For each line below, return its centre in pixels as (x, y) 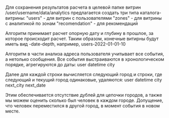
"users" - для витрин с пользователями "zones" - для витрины (94, 18)
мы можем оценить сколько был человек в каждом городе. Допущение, (84, 100)
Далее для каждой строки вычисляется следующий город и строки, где (84, 74)
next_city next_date (26, 85)
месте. (13, 111)
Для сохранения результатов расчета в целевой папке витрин (73, 7)
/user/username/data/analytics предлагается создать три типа (72, 13)
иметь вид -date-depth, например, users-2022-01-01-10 (65, 44)
